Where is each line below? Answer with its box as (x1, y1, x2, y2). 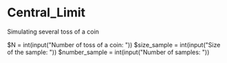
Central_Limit (7, 5, 86, 21)
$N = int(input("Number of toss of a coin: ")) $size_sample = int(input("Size (7, 40, 221, 49)
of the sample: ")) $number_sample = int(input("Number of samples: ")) (7, 48, 210, 56)
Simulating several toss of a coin (7, 27, 100, 36)
